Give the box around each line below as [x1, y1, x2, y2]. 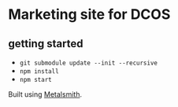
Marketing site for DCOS [8, 6, 171, 24]
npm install [19, 68, 59, 76]
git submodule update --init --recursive [19, 59, 158, 67]
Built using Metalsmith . [8, 90, 83, 99]
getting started [8, 37, 83, 50]
